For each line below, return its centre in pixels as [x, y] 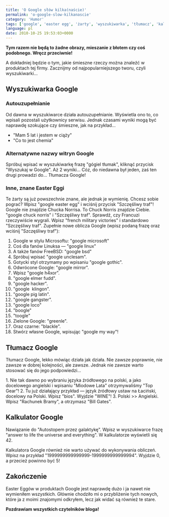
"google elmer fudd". [35, 278]
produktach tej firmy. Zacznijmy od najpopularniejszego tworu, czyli [76, 68]
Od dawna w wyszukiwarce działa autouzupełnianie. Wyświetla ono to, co [82, 114]
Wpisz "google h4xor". [36, 273]
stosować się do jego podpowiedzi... [44, 371]
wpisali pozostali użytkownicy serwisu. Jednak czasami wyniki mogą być [81, 120]
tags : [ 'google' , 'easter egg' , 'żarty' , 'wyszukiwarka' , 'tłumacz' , [80, 24]
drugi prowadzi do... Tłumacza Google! [46, 175]
